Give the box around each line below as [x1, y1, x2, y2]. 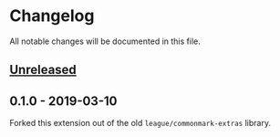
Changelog [9, 5, 95, 26]
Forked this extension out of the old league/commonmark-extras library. [9, 118, 272, 129]
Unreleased [9, 62, 78, 78]
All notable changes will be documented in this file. [9, 36, 201, 47]
